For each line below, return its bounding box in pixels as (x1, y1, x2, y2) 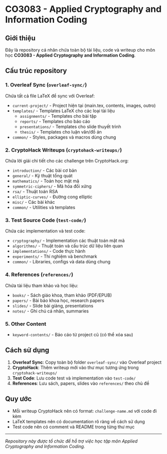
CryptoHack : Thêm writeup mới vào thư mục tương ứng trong (12, 364, 139, 371)
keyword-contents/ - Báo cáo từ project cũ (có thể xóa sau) (12, 331, 133, 337)
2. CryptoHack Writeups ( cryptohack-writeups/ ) (5, 147, 122, 153)
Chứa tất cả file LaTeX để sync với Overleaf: (5, 93, 95, 99)
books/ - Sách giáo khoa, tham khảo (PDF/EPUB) (12, 292, 112, 298)
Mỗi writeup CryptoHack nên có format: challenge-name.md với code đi (12, 408, 157, 414)
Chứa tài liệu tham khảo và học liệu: (5, 282, 79, 289)
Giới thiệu (5, 34, 36, 42)
